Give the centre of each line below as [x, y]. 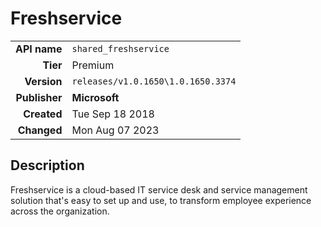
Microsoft [95, 97]
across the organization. [60, 211]
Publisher [39, 97]
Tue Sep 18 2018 [113, 114]
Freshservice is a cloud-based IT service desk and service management [159, 189]
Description [47, 165]
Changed [40, 130]
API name [39, 49]
